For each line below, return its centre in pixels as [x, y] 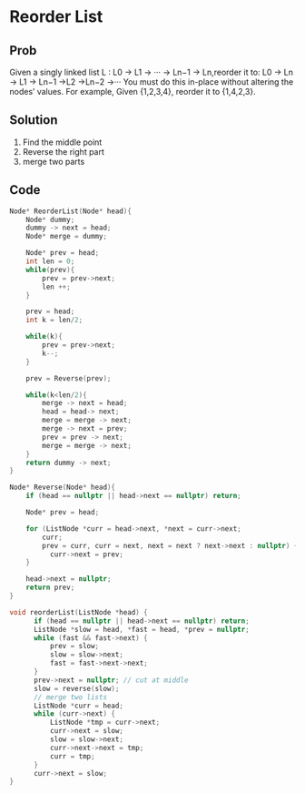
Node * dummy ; [50, 219]
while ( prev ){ [50, 270]
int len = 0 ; [50, 261]
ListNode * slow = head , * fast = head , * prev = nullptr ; [141, 629]
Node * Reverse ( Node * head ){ [63, 488]
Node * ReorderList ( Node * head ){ [70, 211]
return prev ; [50, 588]
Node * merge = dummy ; [66, 237]
